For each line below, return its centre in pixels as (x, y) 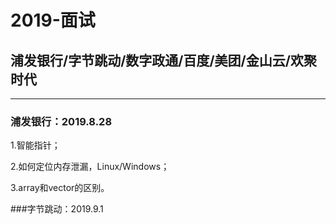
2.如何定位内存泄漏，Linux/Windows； (90, 167)
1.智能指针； (35, 145)
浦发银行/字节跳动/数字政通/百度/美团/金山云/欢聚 (163, 60)
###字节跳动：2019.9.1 (57, 209)
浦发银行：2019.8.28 (61, 121)
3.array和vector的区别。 (60, 188)
